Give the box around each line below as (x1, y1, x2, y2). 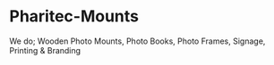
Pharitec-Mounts (9, 6, 140, 27)
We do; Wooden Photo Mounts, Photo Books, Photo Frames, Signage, (9, 36, 266, 46)
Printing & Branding (9, 45, 81, 55)
